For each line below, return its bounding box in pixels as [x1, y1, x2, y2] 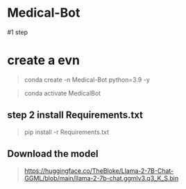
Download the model [7, 148, 99, 160]
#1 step [7, 28, 28, 36]
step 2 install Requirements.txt [7, 109, 144, 121]
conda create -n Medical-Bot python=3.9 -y [24, 75, 151, 84]
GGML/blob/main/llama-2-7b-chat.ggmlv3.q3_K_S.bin [24, 174, 179, 182]
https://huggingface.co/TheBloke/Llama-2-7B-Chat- [24, 166, 174, 175]
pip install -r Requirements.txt [24, 128, 110, 136]
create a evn [7, 52, 80, 68]
